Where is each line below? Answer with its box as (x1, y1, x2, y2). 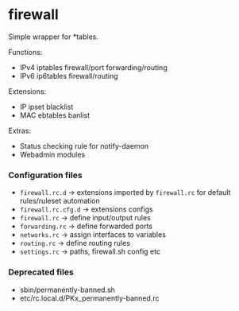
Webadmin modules (19, 150, 86, 159)
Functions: (8, 47, 43, 56)
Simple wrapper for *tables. (8, 32, 99, 41)
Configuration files (8, 169, 83, 181)
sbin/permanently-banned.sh (19, 285, 115, 294)
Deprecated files (8, 266, 74, 278)
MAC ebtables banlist (19, 110, 91, 120)
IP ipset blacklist (19, 102, 74, 111)
